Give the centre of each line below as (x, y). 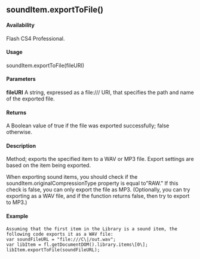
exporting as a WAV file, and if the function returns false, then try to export (98, 196)
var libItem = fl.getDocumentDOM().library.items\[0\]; (77, 245)
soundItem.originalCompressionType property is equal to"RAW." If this (92, 183)
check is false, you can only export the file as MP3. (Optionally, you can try (98, 190)
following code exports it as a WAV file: (60, 234)
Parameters (21, 79)
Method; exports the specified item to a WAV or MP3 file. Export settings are (100, 159)
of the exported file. (30, 99)
